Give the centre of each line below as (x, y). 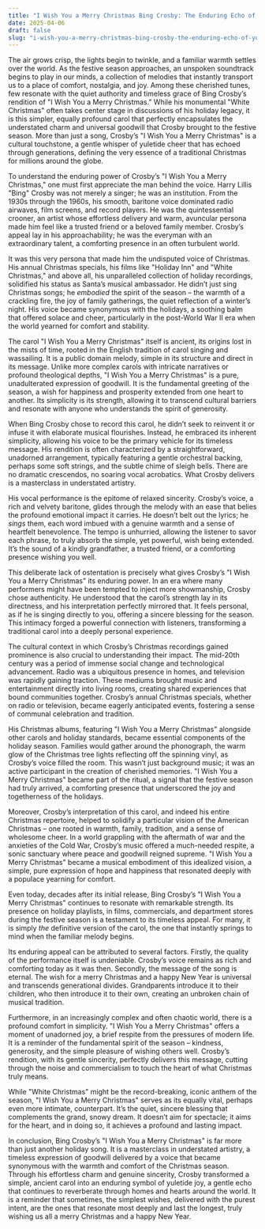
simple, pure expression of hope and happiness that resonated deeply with (130, 871)
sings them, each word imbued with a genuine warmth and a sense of (121, 524)
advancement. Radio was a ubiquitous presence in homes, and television (127, 672)
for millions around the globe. (56, 161)
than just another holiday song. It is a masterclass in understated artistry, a (129, 1149)
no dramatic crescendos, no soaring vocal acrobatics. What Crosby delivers (131, 475)
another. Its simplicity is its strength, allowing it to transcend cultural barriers (132, 400)
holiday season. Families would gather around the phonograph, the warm (127, 746)
